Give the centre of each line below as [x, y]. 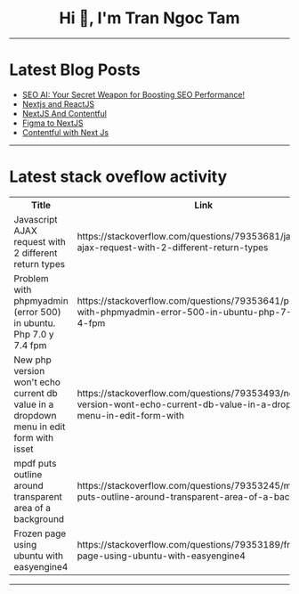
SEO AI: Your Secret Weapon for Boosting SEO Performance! [133, 94]
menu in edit [40, 427]
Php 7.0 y [34, 334]
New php [32, 360]
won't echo [37, 382]
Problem [31, 278]
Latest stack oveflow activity [118, 177]
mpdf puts [35, 463]
